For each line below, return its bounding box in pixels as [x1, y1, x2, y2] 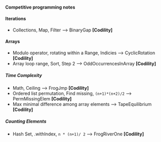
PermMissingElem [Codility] [12, 95, 72, 101]
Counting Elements [5, 118, 47, 124]
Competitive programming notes [5, 4, 75, 10]
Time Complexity [5, 72, 42, 78]
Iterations [5, 16, 26, 22]
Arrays [5, 39, 20, 45]
